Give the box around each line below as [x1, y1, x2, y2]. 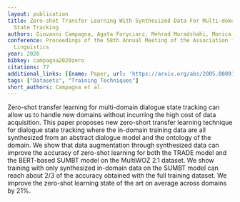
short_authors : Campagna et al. [7, 84, 104, 91]
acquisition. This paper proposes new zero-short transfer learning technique [7, 118, 233, 127]
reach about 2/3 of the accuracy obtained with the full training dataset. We [7, 171, 227, 180]
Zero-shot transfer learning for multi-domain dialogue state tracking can [7, 103, 220, 111]
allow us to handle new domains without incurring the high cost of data [7, 111, 216, 119]
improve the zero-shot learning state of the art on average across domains [7, 179, 227, 188]
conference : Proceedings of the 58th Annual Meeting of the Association [7, 37, 229, 44]
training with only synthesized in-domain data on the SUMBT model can [7, 163, 219, 172]
